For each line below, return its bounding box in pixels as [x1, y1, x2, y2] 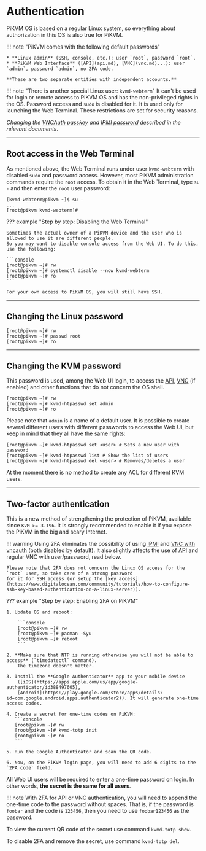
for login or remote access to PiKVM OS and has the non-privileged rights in [6, 93, 199, 101]
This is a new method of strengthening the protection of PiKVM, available [6, 515, 191, 523]
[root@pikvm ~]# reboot [17, 636, 78, 642]
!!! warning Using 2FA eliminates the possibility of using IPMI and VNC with [6, 540, 195, 548]
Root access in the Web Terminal [6, 149, 134, 159]
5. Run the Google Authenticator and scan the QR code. [6, 749, 152, 755]
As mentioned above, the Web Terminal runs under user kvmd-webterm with [6, 165, 194, 173]
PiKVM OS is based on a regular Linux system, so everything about [6, 25, 176, 32]
